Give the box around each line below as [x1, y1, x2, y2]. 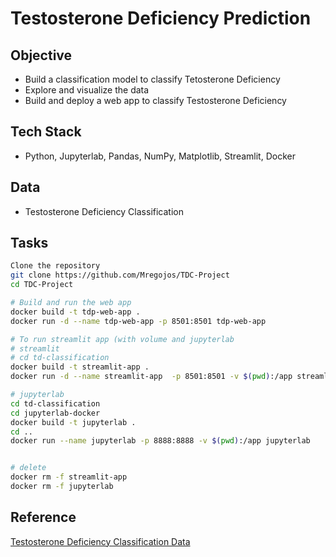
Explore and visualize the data [24, 84, 150, 96]
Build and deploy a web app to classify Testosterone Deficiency [24, 95, 287, 106]
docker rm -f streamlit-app [10, 472, 128, 482]
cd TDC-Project [10, 280, 74, 290]
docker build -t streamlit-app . [10, 362, 150, 372]
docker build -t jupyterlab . [10, 417, 137, 427]
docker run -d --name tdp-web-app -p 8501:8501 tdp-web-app [10, 316, 267, 326]
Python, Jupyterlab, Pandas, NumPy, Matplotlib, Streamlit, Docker [24, 150, 296, 162]
